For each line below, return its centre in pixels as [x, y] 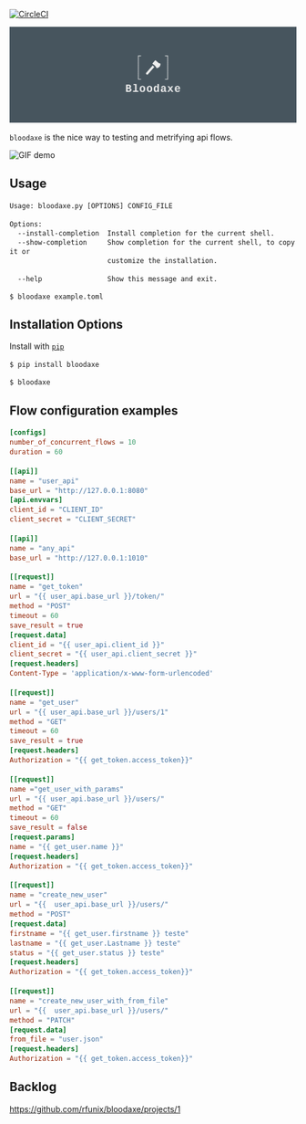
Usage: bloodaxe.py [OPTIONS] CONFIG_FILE [91, 205]
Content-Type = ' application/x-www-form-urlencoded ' [112, 674]
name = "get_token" [46, 587]
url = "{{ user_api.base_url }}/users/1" [89, 712]
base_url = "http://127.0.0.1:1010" [79, 558]
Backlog [33, 1087]
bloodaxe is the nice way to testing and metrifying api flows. [122, 137]
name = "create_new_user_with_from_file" [89, 1001]
